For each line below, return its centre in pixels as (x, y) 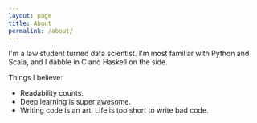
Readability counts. (52, 93)
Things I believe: (35, 78)
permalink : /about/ (41, 31)
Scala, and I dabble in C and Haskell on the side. (88, 62)
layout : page (30, 16)
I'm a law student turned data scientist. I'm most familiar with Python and (129, 54)
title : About (30, 23)
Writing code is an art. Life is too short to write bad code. (114, 110)
